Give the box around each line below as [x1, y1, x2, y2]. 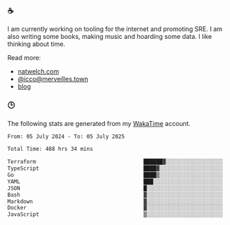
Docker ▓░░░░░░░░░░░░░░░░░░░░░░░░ [7, 204, 223, 212]
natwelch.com [17, 67, 59, 76]
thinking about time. [7, 40, 66, 48]
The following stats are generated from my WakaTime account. [7, 119, 191, 127]
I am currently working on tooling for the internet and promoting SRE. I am [7, 25, 223, 33]
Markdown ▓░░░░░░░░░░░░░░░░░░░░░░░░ [7, 197, 223, 205]
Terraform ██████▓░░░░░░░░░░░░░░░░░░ [7, 158, 223, 166]
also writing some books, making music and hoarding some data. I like [7, 33, 212, 41]
